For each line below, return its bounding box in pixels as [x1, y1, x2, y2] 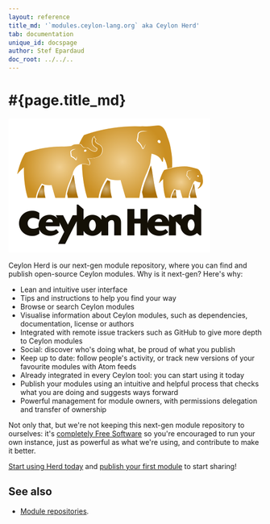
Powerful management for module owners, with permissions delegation [19, 396, 258, 405]
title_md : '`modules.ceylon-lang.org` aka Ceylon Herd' [8, 21, 200, 30]
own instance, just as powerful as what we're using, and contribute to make [8, 437, 260, 447]
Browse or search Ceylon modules [19, 302, 135, 311]
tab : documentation [8, 30, 74, 38]
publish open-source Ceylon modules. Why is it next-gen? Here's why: [8, 268, 243, 278]
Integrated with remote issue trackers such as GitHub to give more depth [19, 327, 262, 337]
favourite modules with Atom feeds [19, 361, 137, 371]
